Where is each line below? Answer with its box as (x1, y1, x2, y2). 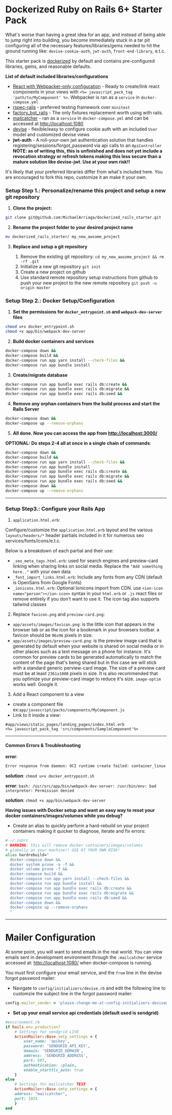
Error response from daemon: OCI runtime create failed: (5, 764, 130, 769)
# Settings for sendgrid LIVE (14, 1029, 79, 1034)
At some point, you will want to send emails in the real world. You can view (5, 949, 163, 955)
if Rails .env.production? (5, 1024, 60, 1030)
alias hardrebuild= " (5, 852, 50, 858)
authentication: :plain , (24, 1063, 77, 1068)
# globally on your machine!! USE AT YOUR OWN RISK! (5, 847, 120, 852)
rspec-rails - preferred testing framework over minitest (12, 104, 131, 110)
